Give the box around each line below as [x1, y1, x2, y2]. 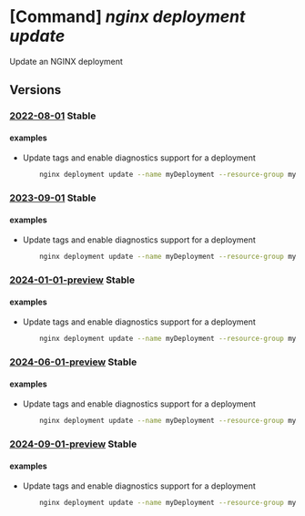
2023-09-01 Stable [9, 191, 97, 204]
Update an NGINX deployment [9, 56, 123, 67]
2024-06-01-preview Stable [9, 356, 137, 368]
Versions [9, 82, 62, 98]
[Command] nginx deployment [9, 6, 246, 27]
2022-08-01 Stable [9, 109, 97, 122]
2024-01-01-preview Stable [9, 273, 135, 286]
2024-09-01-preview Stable [9, 438, 137, 450]
